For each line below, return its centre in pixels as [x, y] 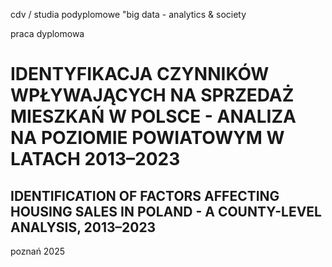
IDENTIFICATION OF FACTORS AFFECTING [145, 195]
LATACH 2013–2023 [95, 159]
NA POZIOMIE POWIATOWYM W [147, 138]
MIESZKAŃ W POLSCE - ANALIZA [153, 116]
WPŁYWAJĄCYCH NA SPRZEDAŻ [152, 95]
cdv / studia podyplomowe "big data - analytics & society [128, 14]
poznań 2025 [38, 251]
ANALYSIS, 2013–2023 [83, 227]
